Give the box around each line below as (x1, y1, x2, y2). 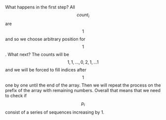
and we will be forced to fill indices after (5, 66, 86, 73)
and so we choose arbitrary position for (5, 36, 85, 42)
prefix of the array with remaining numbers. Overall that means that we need (5, 87, 161, 93)
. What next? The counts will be (5, 51, 69, 57)
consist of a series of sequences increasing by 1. (5, 109, 105, 115)
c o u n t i (76, 12, 90, 19)
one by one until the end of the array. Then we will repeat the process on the (5, 82, 161, 88)
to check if (5, 92, 27, 98)
